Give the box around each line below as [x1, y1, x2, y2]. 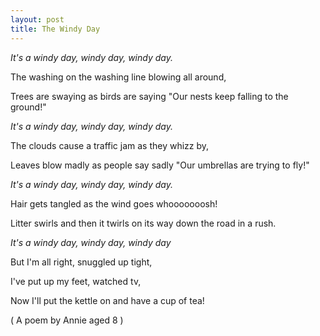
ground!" [10, 101, 47, 113]
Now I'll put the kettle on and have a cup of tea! [10, 294, 205, 306]
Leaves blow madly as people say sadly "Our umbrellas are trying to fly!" [10, 159, 310, 171]
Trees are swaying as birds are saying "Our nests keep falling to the [10, 90, 289, 102]
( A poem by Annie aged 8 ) [10, 314, 124, 326]
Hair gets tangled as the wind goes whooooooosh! [10, 197, 218, 210]
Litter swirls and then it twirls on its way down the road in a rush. [10, 217, 277, 229]
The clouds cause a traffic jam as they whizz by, [10, 139, 210, 151]
